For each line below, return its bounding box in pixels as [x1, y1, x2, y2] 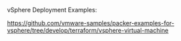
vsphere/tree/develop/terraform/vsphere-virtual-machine [7, 27, 169, 34]
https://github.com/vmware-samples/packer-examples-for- [7, 19, 175, 27]
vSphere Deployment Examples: [7, 6, 98, 14]
